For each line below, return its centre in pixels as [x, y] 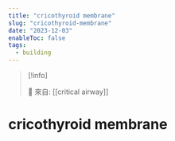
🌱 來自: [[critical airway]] [68, 92]
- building [33, 53]
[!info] [37, 75]
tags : [17, 45]
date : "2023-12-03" [41, 30]
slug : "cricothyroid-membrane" [60, 23]
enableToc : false [37, 38]
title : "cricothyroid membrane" [62, 16]
